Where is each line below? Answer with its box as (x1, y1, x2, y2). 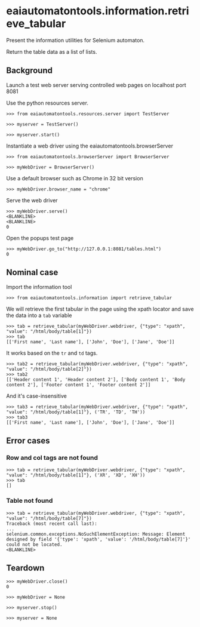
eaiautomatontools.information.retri (6, 4, 189, 18)
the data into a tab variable (6, 312, 72, 319)
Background (6, 66, 53, 76)
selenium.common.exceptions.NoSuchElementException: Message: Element (6, 531, 186, 537)
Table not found (6, 497, 53, 505)
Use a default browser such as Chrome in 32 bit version (6, 174, 143, 182)
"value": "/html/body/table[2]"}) (6, 366, 93, 372)
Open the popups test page (6, 234, 74, 241)
